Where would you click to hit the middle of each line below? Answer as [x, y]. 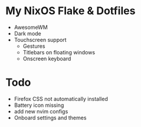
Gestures [34, 46]
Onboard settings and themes [50, 118]
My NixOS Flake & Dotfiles [70, 11]
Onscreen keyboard [47, 58]
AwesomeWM [31, 27]
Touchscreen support [40, 40]
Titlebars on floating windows [59, 52]
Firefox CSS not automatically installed [61, 99]
